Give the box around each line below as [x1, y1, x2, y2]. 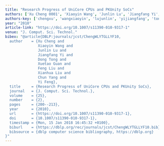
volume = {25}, [9, 93, 47, 98]
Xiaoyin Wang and [38, 43, 73, 48]
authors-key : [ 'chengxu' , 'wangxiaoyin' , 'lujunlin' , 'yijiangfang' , [5, 16, 150, 21]
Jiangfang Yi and [38, 52, 73, 57]
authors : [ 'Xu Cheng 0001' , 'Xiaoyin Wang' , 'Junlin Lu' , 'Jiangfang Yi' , [5, 12, 161, 17]
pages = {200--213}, [9, 102, 60, 107]
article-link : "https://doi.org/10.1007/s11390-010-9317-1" [5, 25, 130, 30]
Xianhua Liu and [38, 71, 71, 75]
